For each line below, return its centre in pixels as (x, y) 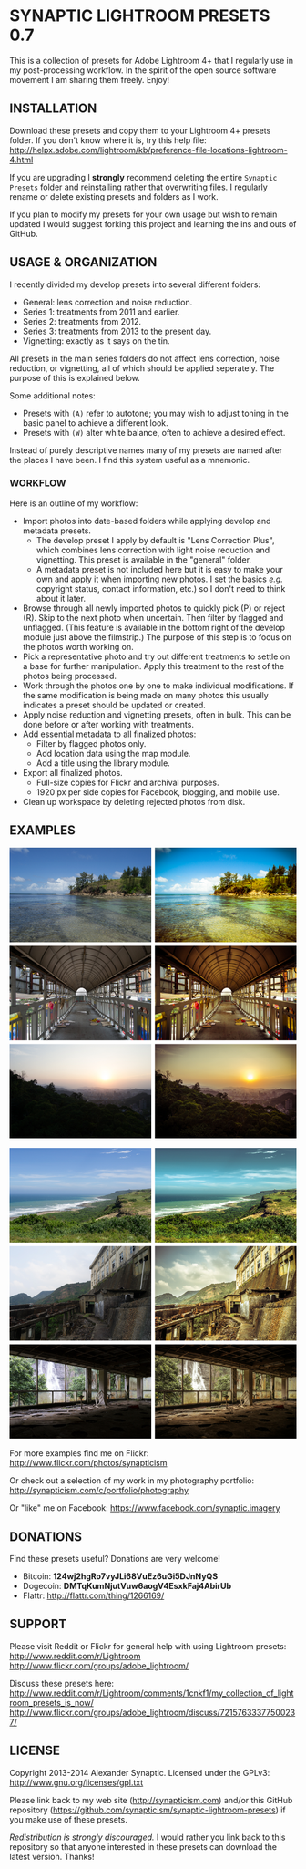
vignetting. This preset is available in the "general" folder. (144, 559)
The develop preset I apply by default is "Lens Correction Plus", (155, 540)
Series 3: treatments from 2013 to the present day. (117, 331)
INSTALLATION (53, 109)
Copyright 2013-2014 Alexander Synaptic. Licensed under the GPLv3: (140, 1772)
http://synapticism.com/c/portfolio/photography (99, 1491)
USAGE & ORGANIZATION (83, 262)
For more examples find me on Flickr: (79, 1453)
